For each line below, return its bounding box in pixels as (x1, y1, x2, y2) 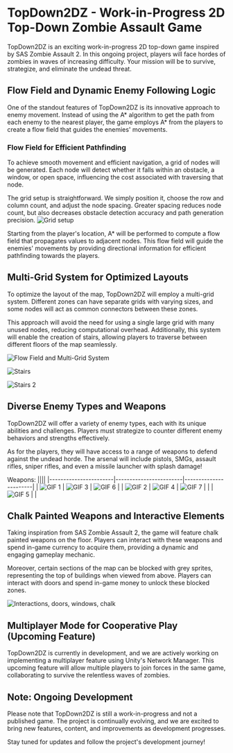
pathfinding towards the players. (7, 252, 100, 260)
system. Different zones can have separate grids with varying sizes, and (7, 297, 214, 306)
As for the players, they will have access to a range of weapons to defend (7, 447, 218, 456)
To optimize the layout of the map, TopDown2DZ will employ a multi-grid (7, 290, 214, 298)
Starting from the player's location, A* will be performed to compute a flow (7, 230, 221, 238)
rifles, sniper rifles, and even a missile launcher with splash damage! (7, 462, 202, 470)
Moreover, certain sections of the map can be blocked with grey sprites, (7, 564, 213, 573)
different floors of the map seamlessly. (7, 340, 118, 348)
